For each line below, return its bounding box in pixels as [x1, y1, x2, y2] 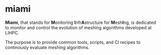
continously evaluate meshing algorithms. [5, 44, 90, 50]
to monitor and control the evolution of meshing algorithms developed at [5, 24, 152, 30]
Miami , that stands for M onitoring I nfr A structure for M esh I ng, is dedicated [5, 19, 157, 25]
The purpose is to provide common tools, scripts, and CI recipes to [5, 39, 141, 45]
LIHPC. [5, 30, 20, 36]
